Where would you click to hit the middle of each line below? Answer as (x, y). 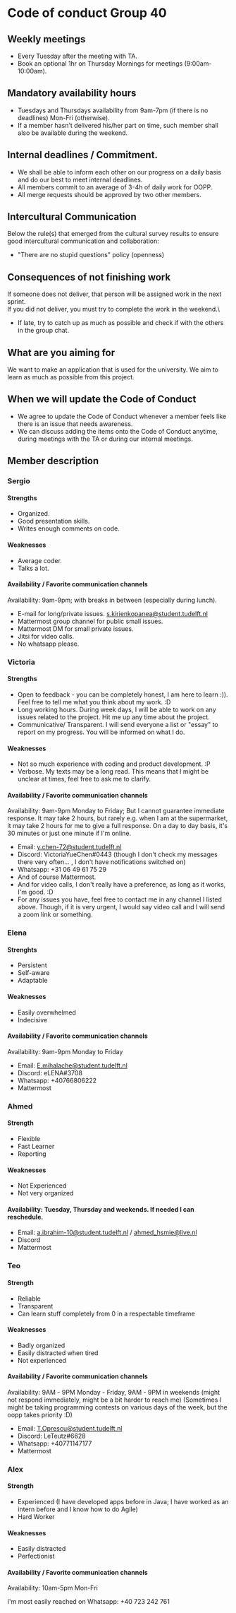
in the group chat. (43, 331)
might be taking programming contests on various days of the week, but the (117, 1407)
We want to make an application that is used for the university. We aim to (113, 370)
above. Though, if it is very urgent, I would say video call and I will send (121, 907)
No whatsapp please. (48, 644)
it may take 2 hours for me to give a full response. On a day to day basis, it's (117, 826)
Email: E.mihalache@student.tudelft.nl (73, 1065)
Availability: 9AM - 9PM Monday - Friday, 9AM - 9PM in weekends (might (114, 1392)
